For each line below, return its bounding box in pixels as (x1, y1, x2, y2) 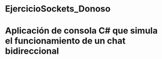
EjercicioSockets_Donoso (5, 3, 111, 14)
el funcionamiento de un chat (5, 35, 126, 47)
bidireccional (5, 46, 59, 57)
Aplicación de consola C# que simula (5, 25, 158, 36)
